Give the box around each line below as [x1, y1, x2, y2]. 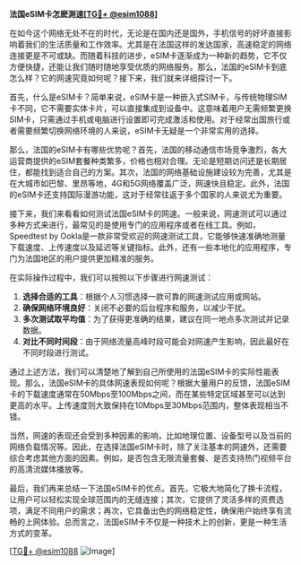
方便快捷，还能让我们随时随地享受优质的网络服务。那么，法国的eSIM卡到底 [9, 62, 288, 72]
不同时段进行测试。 [21, 347, 94, 358]
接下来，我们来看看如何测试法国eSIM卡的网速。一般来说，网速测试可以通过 [9, 208, 288, 219]
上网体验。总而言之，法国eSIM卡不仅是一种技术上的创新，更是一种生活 [24, 517, 288, 527]
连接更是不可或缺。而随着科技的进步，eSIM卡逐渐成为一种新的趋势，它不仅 [9, 50, 288, 61]
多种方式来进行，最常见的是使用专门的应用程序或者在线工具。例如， [9, 220, 261, 230]
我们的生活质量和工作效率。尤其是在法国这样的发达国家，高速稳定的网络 [24, 39, 292, 49]
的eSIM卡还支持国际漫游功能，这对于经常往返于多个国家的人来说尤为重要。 [9, 189, 288, 200]
